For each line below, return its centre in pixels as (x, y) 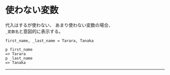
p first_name (19, 49)
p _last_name (19, 58)
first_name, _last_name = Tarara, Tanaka (50, 40)
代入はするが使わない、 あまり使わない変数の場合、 (59, 25)
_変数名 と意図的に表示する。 (34, 31)
